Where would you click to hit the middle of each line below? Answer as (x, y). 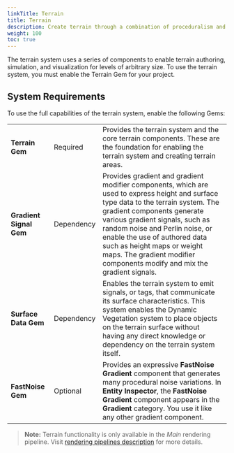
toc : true (22, 40)
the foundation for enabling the (153, 147)
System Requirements (56, 96)
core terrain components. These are (161, 138)
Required (69, 147)
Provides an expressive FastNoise (158, 364)
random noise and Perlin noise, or (157, 228)
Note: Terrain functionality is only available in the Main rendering (117, 434)
